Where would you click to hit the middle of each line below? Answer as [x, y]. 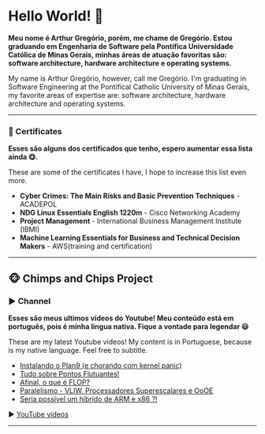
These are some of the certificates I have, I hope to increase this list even [127, 172]
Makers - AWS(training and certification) [86, 246]
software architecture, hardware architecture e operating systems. [120, 63]
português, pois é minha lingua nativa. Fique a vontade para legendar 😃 [129, 326]
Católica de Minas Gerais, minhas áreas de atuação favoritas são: [118, 54]
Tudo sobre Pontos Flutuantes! [69, 373]
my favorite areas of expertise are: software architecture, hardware [117, 95]
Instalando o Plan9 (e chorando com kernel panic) [101, 365]
